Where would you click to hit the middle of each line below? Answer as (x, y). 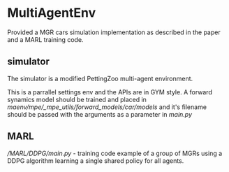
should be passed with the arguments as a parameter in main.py (100, 114)
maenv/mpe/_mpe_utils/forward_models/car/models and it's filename (107, 107)
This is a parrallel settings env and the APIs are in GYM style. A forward (110, 92)
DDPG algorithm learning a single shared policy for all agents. (96, 160)
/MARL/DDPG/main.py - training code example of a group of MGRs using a (115, 153)
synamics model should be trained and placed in (77, 99)
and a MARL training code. (45, 39)
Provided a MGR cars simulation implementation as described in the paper (114, 32)
